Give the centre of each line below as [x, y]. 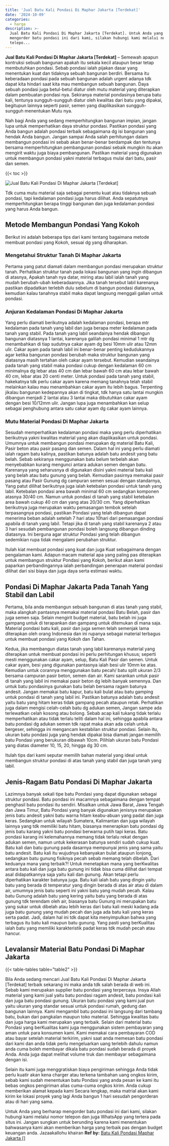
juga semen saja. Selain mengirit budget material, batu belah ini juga [76, 618]
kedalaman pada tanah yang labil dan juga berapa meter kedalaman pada [81, 328]
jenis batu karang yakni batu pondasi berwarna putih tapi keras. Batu [76, 831]
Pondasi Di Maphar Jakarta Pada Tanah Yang [77, 587]
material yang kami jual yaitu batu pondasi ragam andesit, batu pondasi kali [83, 995]
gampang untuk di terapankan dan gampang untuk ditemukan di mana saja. [83, 623]
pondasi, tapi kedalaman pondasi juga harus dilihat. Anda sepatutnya [76, 198]
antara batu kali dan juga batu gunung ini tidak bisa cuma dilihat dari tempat [84, 869]
